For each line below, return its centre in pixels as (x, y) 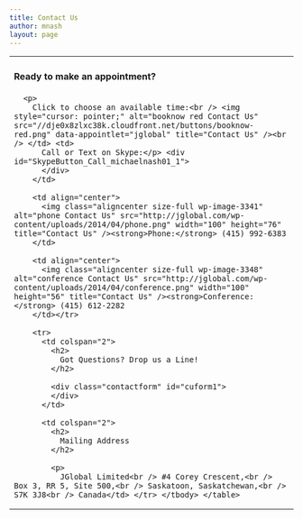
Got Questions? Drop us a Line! (129, 360)
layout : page (34, 34)
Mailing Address (95, 441)
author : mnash (36, 26)
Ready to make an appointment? (85, 76)
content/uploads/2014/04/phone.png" (92, 225)
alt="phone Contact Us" (65, 216)
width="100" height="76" (229, 225)
